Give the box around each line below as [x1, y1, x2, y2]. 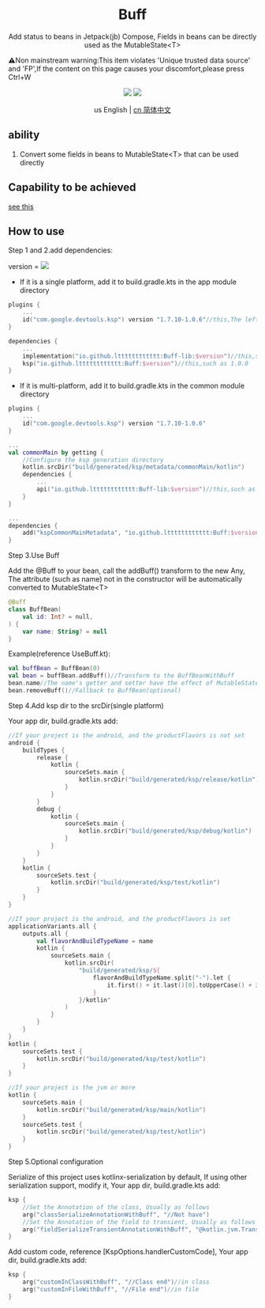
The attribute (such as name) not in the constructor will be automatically [8, 574, 243, 584]
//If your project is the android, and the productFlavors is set [8, 915, 231, 923]
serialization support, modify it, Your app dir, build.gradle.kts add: [8, 1181, 221, 1190]
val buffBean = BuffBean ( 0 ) [8, 665, 101, 673]
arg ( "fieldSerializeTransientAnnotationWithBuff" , [22, 1225, 192, 1234]
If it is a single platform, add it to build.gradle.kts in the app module [19, 277, 237, 286]
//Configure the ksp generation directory [22, 456, 164, 464]
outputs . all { [22, 930, 69, 938]
